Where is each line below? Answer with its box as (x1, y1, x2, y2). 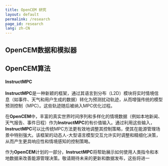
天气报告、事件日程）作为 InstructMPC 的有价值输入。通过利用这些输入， (5, 119, 155, 125)
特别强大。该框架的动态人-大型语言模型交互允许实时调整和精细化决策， (13, 132, 161, 138)
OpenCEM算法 (5, 64, 51, 72)
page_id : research (5, 21, 43, 26)
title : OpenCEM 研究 (5, 7, 46, 12)
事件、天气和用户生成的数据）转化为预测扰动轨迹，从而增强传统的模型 (18, 96, 163, 102)
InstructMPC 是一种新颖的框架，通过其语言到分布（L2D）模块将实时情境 (5, 90, 154, 96)
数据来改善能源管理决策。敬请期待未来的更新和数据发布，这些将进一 (9, 155, 150, 161)
